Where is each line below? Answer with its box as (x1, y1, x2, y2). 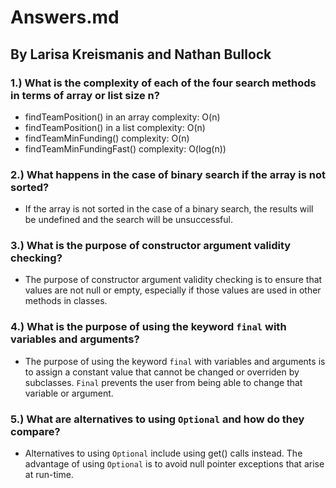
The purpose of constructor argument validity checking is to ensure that (24, 274, 323, 286)
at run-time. (24, 469, 74, 481)
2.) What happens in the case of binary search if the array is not (10, 167, 326, 181)
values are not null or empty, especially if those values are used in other (24, 284, 322, 296)
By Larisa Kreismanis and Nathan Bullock (10, 46, 272, 63)
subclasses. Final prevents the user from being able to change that (24, 376, 303, 388)
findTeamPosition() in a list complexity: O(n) (24, 121, 206, 133)
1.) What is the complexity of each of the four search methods (10, 76, 317, 90)
